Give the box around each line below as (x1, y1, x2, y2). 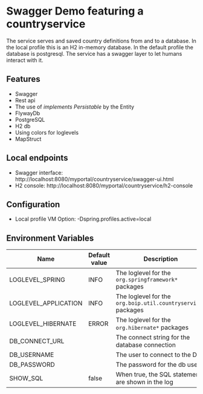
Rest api (14, 96, 36, 104)
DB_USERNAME (9, 350, 54, 359)
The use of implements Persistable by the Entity (14, 103, 135, 110)
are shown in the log (115, 378, 173, 386)
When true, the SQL (115, 370, 172, 379)
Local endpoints (6, 153, 68, 163)
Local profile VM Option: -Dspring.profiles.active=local (14, 215, 152, 222)
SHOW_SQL (9, 374, 43, 382)
